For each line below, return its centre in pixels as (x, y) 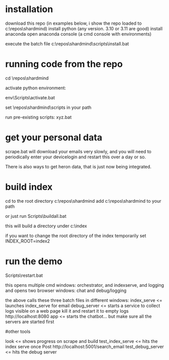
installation (29, 9)
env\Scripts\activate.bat (30, 97)
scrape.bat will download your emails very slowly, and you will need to (78, 151)
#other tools (18, 331)
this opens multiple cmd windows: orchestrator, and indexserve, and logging (85, 285)
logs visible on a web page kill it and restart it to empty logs (67, 311)
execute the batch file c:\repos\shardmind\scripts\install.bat (67, 43)
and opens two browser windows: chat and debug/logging (66, 290)
